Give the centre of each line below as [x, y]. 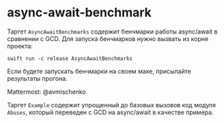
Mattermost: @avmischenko [47, 92]
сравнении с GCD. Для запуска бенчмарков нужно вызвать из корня [108, 38]
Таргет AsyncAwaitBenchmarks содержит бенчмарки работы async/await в [112, 31]
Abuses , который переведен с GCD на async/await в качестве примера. [110, 112]
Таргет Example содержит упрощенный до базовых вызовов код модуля [112, 105]
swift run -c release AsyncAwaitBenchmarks [70, 58]
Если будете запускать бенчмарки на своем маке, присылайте [99, 71]
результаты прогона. [38, 78]
